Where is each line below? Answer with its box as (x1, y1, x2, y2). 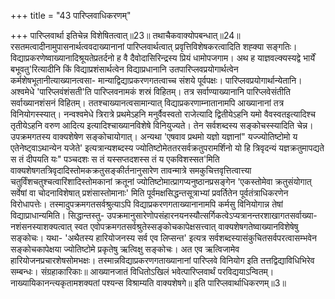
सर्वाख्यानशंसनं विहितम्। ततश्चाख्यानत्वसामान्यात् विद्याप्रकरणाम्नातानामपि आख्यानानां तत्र (10, 97, 285, 109)
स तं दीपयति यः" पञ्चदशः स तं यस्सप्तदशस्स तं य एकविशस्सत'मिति (10, 153, 220, 165)
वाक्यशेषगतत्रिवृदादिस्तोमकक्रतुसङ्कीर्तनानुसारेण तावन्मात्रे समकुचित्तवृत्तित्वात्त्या (10, 165, 252, 176)
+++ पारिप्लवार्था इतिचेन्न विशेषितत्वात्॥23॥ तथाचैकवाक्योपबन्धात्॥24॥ (10, 30, 241, 41)
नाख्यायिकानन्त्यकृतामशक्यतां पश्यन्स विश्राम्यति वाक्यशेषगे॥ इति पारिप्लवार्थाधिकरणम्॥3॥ (10, 277, 287, 289)
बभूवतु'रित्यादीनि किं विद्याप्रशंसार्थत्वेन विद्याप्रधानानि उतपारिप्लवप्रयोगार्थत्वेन (10, 63, 239, 75)
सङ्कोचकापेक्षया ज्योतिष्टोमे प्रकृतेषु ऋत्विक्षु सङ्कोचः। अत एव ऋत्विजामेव (10, 243, 240, 255)
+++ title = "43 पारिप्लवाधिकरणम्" (10, 10, 132, 21)
